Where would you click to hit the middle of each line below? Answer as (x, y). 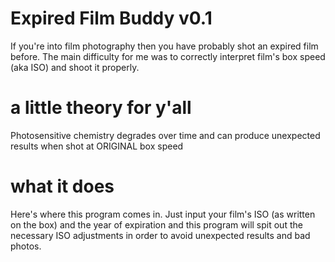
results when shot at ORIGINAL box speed (97, 146)
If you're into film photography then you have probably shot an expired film (164, 46)
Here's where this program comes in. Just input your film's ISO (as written (163, 214)
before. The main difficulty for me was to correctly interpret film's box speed (168, 56)
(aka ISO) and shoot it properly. (75, 67)
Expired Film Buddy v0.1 (111, 18)
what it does (62, 186)
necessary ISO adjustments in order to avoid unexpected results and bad (160, 235)
